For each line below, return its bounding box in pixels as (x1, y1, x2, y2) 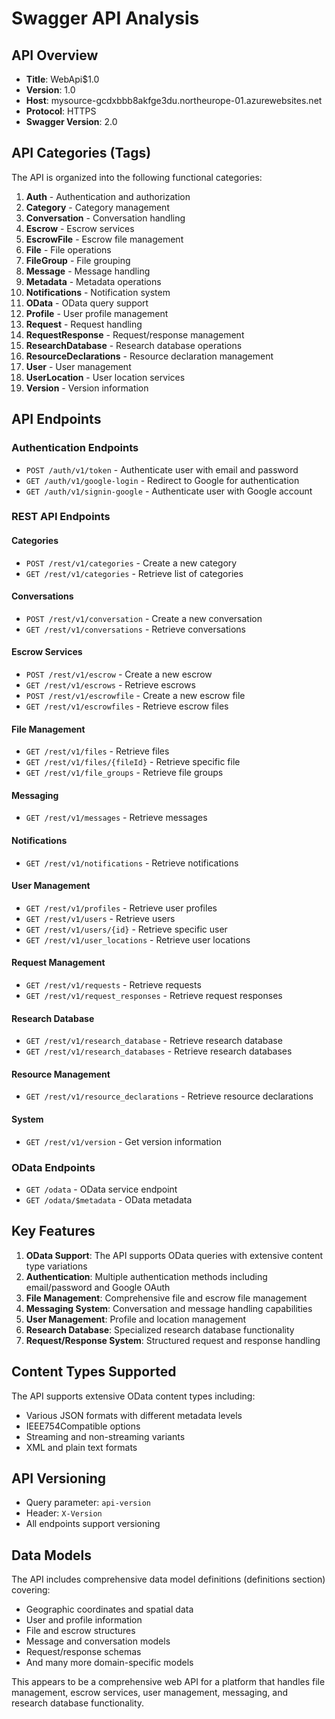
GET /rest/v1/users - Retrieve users (25, 912, 176, 924)
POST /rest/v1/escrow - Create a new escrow (25, 668, 213, 681)
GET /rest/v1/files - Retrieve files (25, 745, 170, 757)
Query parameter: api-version (25, 1497, 151, 1509)
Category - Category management (25, 201, 170, 213)
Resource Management (11, 1068, 111, 1080)
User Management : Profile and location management (25, 1313, 247, 1325)
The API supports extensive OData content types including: (11, 1390, 256, 1402)
